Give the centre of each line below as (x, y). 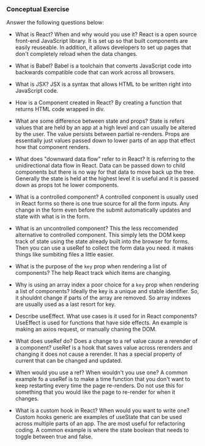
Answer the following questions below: (55, 23)
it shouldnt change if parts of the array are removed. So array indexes (103, 298)
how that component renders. (53, 147)
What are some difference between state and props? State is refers (100, 121)
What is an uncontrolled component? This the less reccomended (97, 228)
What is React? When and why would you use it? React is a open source (106, 34)
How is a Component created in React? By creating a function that (99, 102)
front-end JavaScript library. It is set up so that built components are (102, 41)
